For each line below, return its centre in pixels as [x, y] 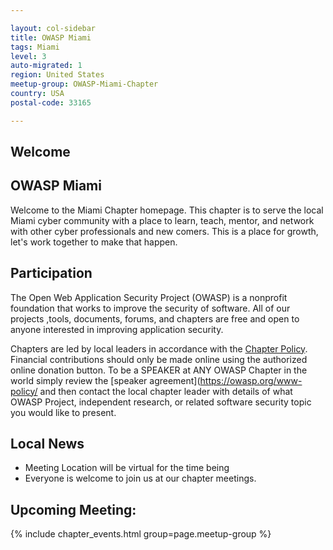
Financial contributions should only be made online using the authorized [159, 359]
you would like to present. [63, 412]
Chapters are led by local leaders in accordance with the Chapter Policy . [159, 348]
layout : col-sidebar [53, 28]
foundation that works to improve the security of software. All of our [150, 308]
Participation [51, 273]
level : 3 [28, 56]
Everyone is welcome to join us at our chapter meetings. [140, 478]
